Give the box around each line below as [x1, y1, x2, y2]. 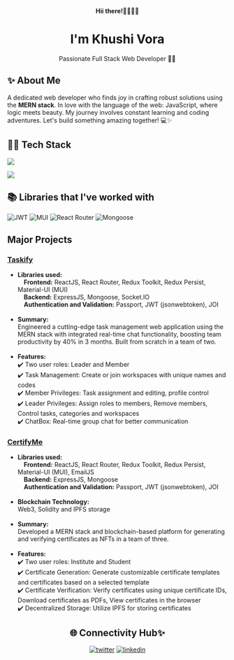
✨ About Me [7, 75, 61, 87]
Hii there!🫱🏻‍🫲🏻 [95, 7, 140, 15]
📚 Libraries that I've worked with [7, 191, 155, 203]
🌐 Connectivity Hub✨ [69, 626, 166, 639]
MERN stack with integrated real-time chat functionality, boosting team [17, 330, 222, 339]
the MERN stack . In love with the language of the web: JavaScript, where [7, 101, 218, 109]
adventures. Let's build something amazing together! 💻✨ [7, 115, 173, 125]
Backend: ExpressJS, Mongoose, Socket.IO [23, 293, 150, 302]
